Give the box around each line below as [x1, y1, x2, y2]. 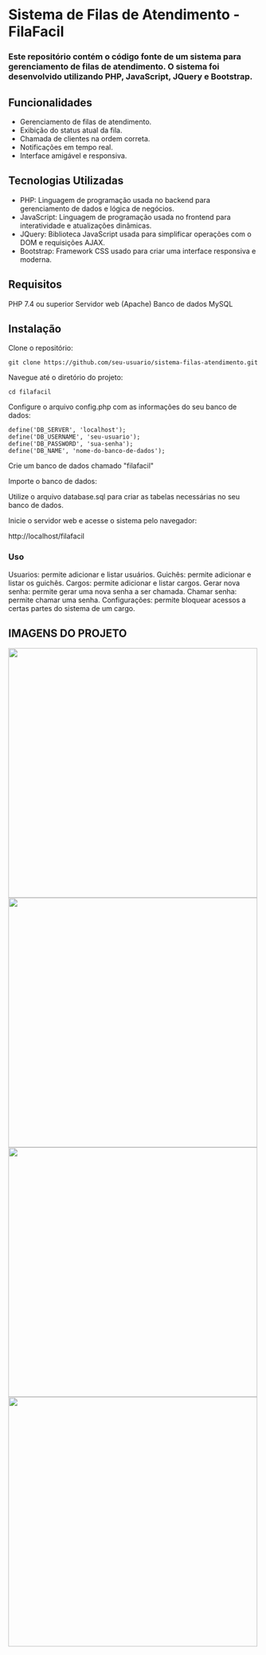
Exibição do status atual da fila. [19, 125, 123, 135]
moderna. [19, 254, 52, 264]
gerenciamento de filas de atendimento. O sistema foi [8, 62, 220, 73]
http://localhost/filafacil [8, 531, 85, 541]
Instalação [8, 322, 62, 335]
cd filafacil [8, 388, 52, 396]
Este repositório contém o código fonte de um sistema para [8, 51, 241, 62]
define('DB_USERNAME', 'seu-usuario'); [8, 433, 141, 441]
